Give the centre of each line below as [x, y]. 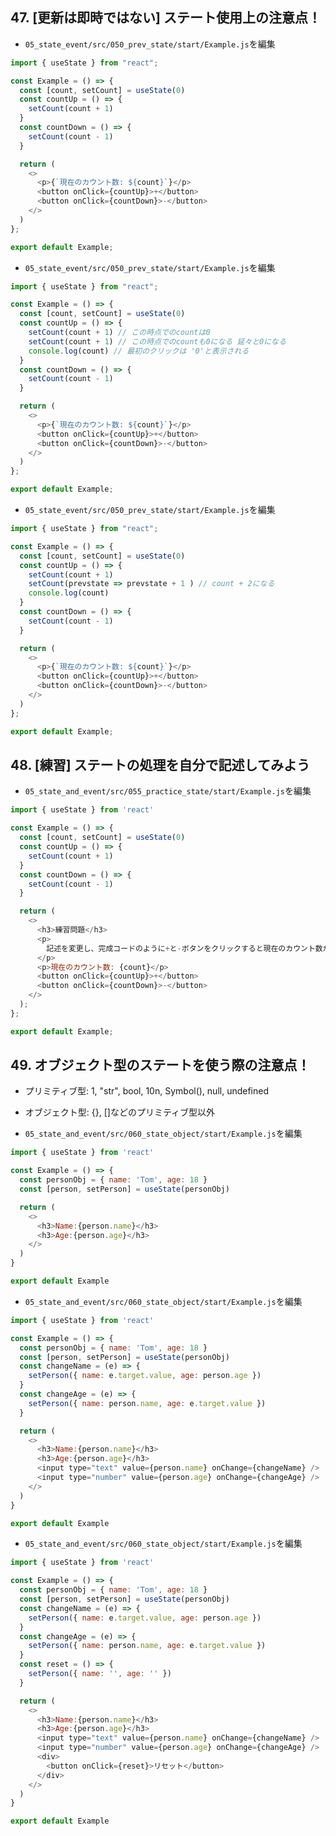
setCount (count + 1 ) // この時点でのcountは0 [119, 333]
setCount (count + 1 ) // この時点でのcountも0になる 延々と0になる [157, 341]
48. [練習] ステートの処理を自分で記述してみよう [160, 764]
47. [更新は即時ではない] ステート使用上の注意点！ [166, 18]
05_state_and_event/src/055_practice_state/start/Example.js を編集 [168, 791]
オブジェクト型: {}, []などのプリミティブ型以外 [120, 1112]
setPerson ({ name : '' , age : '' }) [100, 1674]
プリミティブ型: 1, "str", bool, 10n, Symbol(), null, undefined [147, 1091]
